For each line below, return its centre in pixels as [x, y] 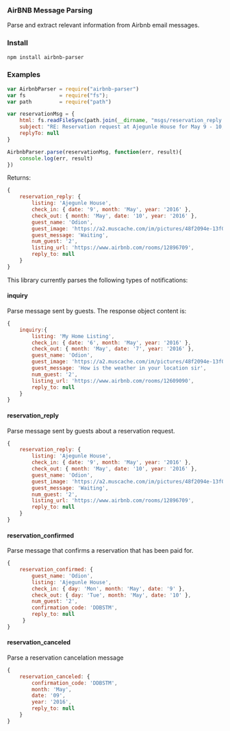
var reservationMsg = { [41, 114]
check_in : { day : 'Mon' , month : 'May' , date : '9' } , [108, 588]
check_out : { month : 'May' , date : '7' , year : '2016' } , [113, 349]
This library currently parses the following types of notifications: [98, 280]
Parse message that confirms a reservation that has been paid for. [100, 551]
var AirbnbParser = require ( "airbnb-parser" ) [73, 89]
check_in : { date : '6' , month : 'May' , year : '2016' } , [112, 343]
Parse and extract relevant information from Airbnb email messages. [103, 25]
